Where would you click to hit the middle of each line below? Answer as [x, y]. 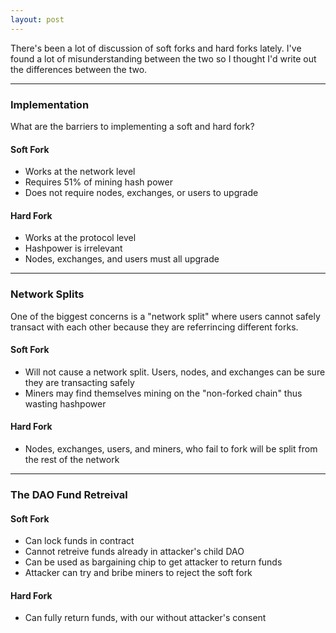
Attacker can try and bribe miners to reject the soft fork [138, 573]
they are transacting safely [79, 382]
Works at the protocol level [80, 238]
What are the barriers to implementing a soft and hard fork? [132, 126]
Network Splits [47, 294]
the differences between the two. [79, 69]
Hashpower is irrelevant [73, 248]
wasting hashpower [65, 403]
